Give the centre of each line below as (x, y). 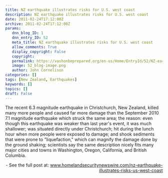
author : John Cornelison (38, 70)
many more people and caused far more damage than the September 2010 (82, 113)
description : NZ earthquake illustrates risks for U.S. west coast (77, 14)
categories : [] (21, 75)
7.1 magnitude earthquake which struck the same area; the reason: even (79, 118)
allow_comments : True (34, 47)
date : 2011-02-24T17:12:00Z (34, 19)
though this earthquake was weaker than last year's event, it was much (78, 123)
